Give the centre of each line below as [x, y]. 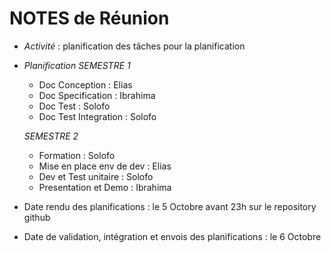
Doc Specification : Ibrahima [97, 95]
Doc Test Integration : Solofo [97, 116]
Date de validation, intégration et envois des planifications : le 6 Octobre [172, 236]
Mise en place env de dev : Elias [105, 166]
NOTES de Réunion [89, 18]
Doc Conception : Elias [85, 84]
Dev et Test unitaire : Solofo [96, 176]
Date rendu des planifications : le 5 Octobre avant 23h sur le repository [170, 206]
